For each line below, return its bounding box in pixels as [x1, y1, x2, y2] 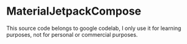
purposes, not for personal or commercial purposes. [6, 31, 138, 38]
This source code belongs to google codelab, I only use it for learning [6, 24, 182, 32]
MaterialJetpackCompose [6, 4, 142, 18]
